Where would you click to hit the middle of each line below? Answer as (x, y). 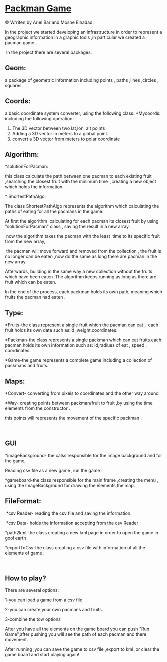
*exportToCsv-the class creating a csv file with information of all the (75, 547)
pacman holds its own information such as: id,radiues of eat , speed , (76, 345)
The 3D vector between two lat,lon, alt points (59, 128)
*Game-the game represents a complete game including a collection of (79, 360)
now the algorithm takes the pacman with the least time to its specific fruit (83, 236)
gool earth (16, 538)
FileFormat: (23, 501)
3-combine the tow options (33, 619)
